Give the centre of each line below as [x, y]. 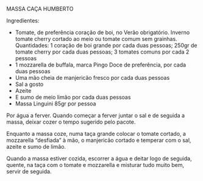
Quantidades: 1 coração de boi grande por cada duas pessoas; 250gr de [106, 45]
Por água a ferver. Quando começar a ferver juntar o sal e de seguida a [95, 115]
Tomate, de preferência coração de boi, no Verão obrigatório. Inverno [102, 32]
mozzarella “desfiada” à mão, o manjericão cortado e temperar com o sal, [99, 140]
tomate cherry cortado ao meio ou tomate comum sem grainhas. [96, 39]
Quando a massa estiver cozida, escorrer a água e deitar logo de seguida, [99, 158]
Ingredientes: [23, 20]
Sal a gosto [29, 84]
